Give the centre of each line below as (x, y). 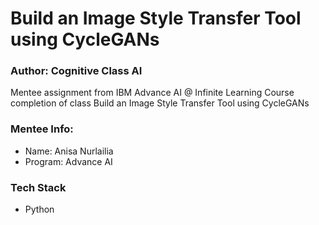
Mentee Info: (42, 129)
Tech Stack (38, 187)
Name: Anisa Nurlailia (69, 151)
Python (39, 209)
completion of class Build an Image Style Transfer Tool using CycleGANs (160, 103)
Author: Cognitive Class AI (76, 71)
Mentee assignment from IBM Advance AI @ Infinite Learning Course (152, 93)
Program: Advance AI (68, 161)
